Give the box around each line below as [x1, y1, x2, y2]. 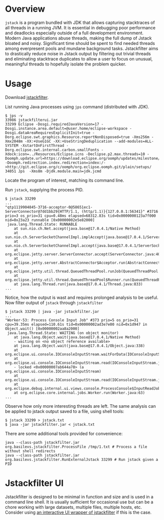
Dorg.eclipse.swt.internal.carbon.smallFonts [5, 147, 99, 152]
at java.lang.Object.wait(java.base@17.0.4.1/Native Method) [14, 334, 141, 340]
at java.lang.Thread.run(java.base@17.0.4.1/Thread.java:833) [14, 282, 143, 287]
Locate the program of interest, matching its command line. [5, 177, 124, 183]
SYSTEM [5, 143, 19, 148]
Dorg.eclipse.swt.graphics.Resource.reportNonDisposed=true [5, 134, 130, 140]
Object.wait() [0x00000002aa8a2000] [5, 326, 80, 331]
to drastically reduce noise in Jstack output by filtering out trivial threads [5, 50, 151, 57]
